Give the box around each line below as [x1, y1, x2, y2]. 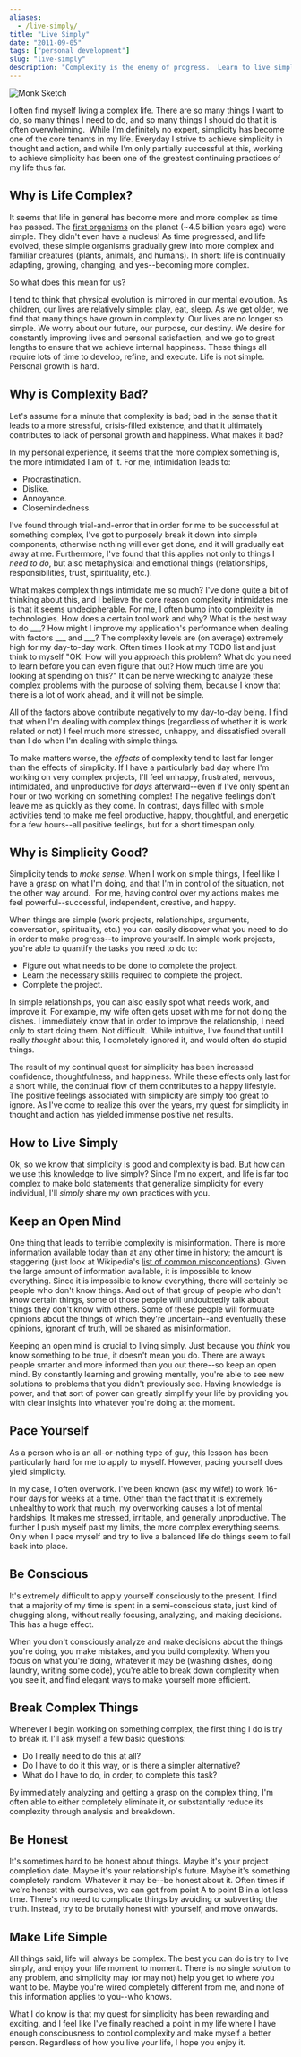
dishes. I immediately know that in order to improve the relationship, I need [9, 1016, 285, 1026]
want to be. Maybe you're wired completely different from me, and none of [9, 1982, 285, 1993]
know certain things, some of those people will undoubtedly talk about [9, 1294, 269, 1305]
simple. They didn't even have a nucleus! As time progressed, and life [9, 230, 266, 242]
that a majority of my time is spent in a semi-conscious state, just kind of [9, 1599, 278, 1610]
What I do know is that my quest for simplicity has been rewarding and [9, 2009, 270, 2019]
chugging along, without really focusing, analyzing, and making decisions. [9, 1609, 283, 1620]
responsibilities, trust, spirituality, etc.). [9, 567, 152, 578]
